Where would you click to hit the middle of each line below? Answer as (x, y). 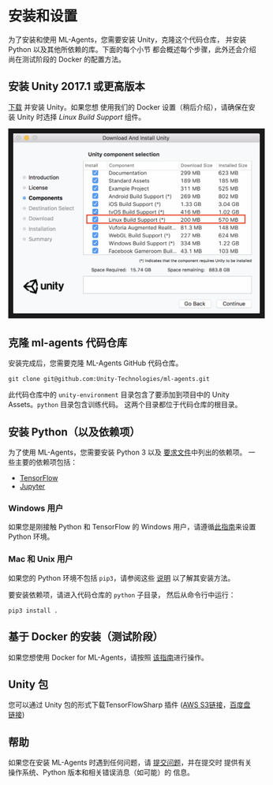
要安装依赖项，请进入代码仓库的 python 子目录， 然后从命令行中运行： (122, 594)
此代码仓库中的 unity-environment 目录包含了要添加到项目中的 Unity (119, 394)
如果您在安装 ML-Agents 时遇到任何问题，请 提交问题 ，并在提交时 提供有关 (130, 763)
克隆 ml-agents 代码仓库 (68, 343)
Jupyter (32, 487)
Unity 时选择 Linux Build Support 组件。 (81, 117)
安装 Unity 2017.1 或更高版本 (77, 86)
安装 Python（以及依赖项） (74, 432)
